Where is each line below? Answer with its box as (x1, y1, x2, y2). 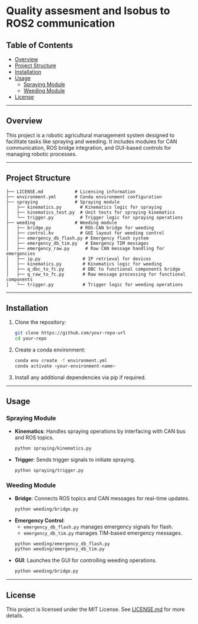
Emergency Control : (14, 517, 65, 524)
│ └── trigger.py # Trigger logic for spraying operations (6, 214, 183, 221)
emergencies (6, 251, 35, 257)
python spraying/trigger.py (14, 467, 84, 473)
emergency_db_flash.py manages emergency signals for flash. (23, 523, 174, 530)
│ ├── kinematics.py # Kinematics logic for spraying (6, 204, 162, 210)
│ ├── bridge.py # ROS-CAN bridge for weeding (6, 225, 154, 231)
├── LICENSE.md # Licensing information (6, 189, 136, 195)
